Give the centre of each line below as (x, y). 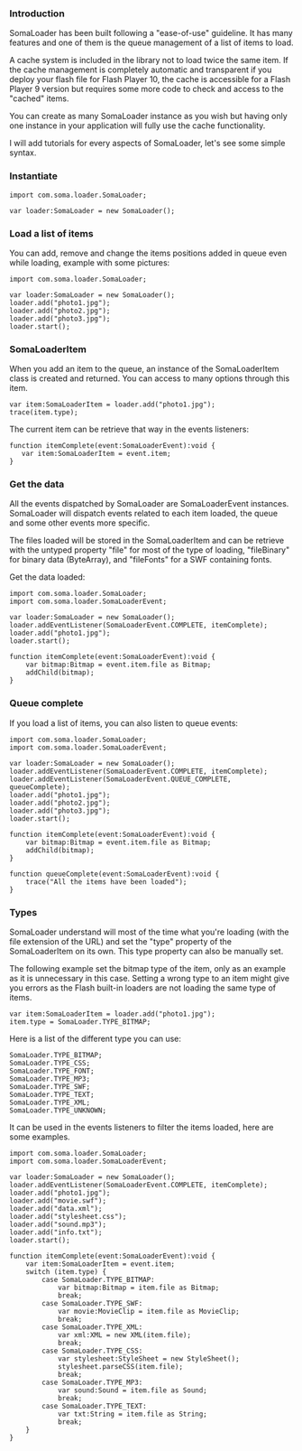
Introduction (37, 14)
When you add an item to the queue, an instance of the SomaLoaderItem (144, 369)
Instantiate (34, 176)
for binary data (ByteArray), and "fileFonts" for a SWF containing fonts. (141, 560)
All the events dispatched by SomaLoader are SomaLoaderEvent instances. (149, 504)
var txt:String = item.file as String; (132, 1414)
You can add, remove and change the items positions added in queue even (148, 253)
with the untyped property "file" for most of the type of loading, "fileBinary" (150, 550)
